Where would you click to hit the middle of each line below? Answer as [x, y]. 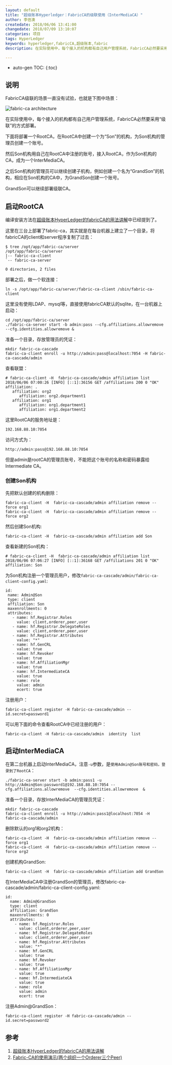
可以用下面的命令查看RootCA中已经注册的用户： [56, 724]
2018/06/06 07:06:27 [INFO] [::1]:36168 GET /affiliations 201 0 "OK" [82, 561]
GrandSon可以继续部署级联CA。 [39, 189]
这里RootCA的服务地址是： [34, 420]
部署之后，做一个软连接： [32, 280]
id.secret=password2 [27, 1021]
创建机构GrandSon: [26, 862]
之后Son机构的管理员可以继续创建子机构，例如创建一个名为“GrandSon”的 [82, 171]
